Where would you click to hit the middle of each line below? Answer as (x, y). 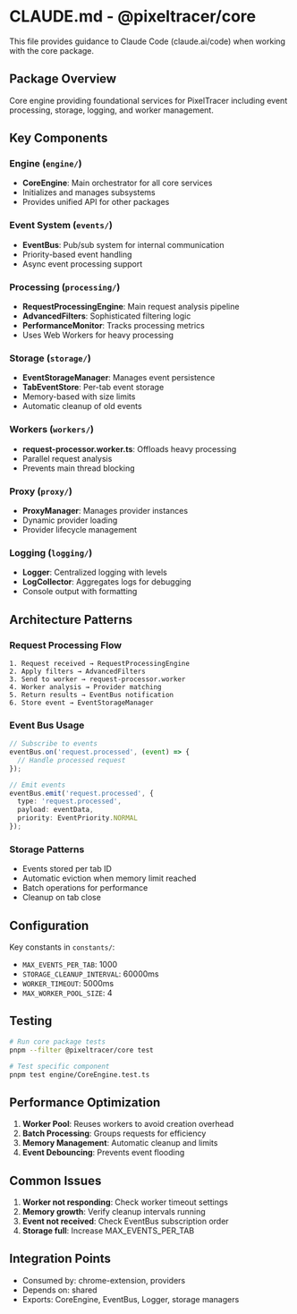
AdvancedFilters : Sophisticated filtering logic (106, 316)
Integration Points (60, 1259)
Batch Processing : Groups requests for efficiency (114, 1133)
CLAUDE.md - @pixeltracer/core (133, 17)
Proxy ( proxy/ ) (41, 491)
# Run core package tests (57, 1041)
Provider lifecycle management (79, 529)
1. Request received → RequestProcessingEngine (100, 663)
